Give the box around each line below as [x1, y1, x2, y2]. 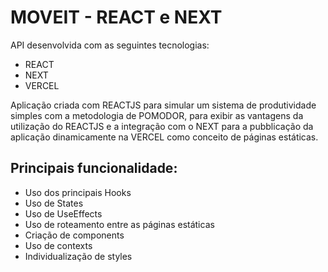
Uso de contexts [24, 239, 93, 251]
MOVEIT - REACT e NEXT [10, 6, 223, 29]
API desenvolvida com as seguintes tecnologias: [10, 39, 210, 51]
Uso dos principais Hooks [24, 186, 132, 198]
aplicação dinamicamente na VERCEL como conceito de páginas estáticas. [10, 131, 319, 143]
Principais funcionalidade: [10, 160, 178, 177]
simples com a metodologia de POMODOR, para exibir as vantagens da [10, 109, 304, 121]
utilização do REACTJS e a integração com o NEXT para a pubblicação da [10, 120, 314, 132]
